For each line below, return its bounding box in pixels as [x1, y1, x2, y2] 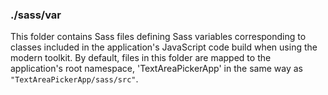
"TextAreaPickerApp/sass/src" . [10, 73, 139, 85]
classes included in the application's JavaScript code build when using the [10, 41, 318, 53]
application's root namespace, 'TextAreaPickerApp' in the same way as [10, 63, 303, 75]
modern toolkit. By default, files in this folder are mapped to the [10, 52, 272, 64]
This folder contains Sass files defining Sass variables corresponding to [10, 31, 307, 43]
